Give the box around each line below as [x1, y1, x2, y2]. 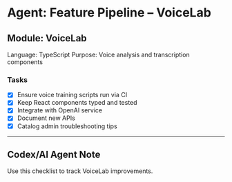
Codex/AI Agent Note [7, 149, 101, 160]
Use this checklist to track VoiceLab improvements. [7, 167, 153, 175]
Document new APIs [17, 114, 76, 122]
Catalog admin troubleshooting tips [17, 122, 117, 130]
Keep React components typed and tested [17, 99, 137, 107]
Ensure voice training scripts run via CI [17, 91, 128, 99]
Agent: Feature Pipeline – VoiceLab [7, 5, 212, 21]
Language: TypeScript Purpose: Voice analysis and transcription [7, 50, 190, 59]
